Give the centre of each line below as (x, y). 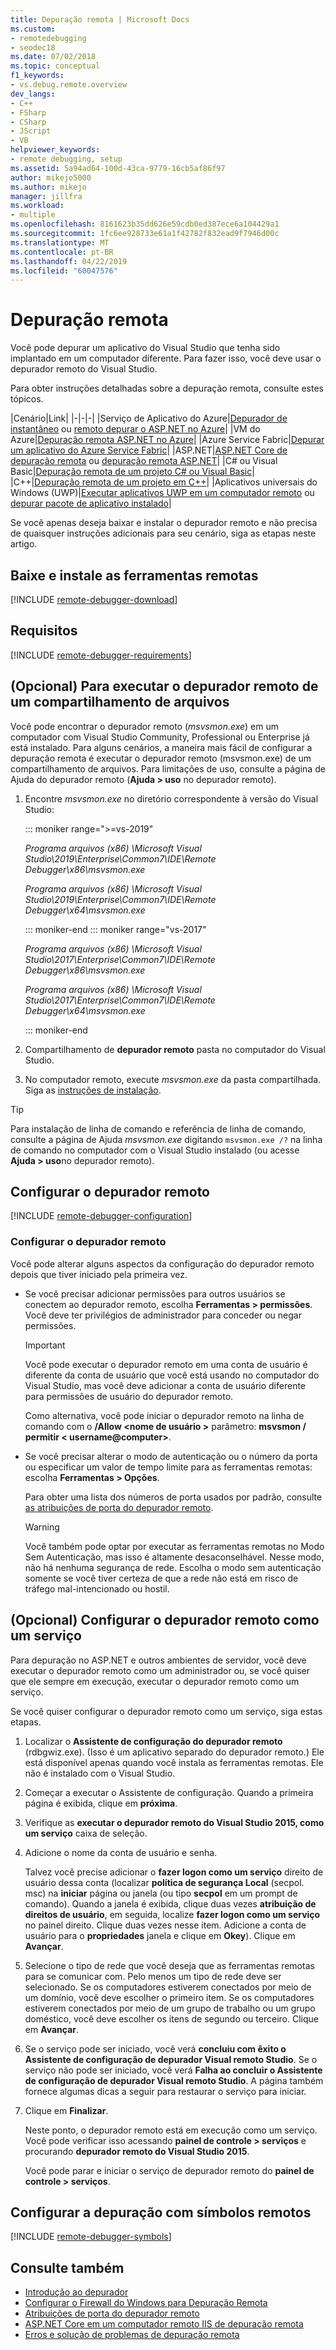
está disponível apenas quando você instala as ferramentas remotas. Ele (174, 1762)
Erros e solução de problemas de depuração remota (132, 2335)
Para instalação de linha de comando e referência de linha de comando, (158, 1128)
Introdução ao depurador (76, 2292)
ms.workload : (37, 206)
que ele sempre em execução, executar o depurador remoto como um (155, 1681)
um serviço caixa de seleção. (86, 1833)
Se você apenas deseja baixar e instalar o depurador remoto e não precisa (164, 523)
